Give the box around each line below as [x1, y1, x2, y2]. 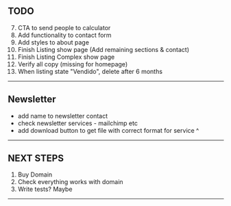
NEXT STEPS [8, 153, 64, 164]
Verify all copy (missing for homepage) [17, 60, 128, 68]
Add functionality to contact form [17, 31, 112, 39]
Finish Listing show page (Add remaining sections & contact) [17, 45, 189, 53]
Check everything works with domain [17, 178, 123, 186]
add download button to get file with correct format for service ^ [17, 126, 199, 134]
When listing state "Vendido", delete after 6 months [17, 67, 163, 75]
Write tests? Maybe [17, 185, 73, 194]
